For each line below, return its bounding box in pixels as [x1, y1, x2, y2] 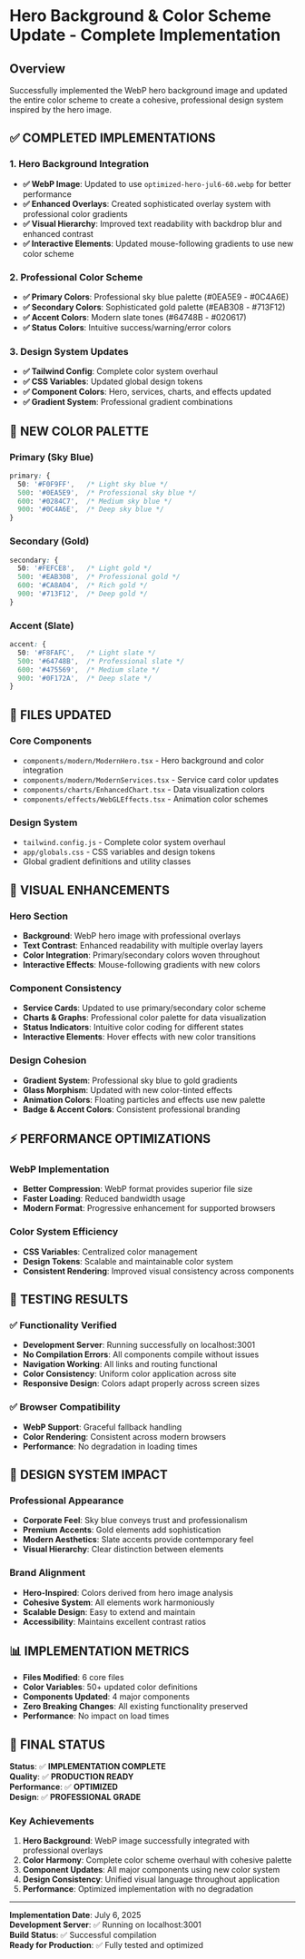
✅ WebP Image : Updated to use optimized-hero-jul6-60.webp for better [22, 178, 292, 189]
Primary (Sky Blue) [9, 450, 94, 463]
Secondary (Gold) [9, 535, 90, 547]
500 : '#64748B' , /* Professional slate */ [17, 656, 184, 665]
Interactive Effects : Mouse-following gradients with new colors [22, 959, 261, 970]
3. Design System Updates [9, 345, 129, 358]
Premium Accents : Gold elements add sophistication [22, 1524, 221, 1535]
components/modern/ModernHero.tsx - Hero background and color [22, 755, 265, 765]
